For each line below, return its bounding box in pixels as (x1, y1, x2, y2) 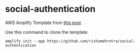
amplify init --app (5, 38, 45, 44)
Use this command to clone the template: (5, 29, 89, 35)
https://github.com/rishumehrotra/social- (47, 38, 136, 44)
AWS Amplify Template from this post (5, 20, 81, 26)
